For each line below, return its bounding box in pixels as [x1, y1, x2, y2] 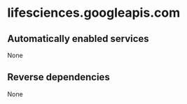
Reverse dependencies [7, 71, 110, 83]
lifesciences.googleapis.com [7, 5, 181, 21]
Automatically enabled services [7, 33, 149, 45]
